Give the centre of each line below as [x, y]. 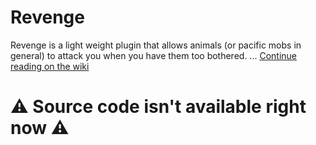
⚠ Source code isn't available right [158, 107]
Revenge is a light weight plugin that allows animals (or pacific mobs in [156, 45]
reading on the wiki [50, 66]
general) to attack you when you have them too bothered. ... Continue [153, 55]
